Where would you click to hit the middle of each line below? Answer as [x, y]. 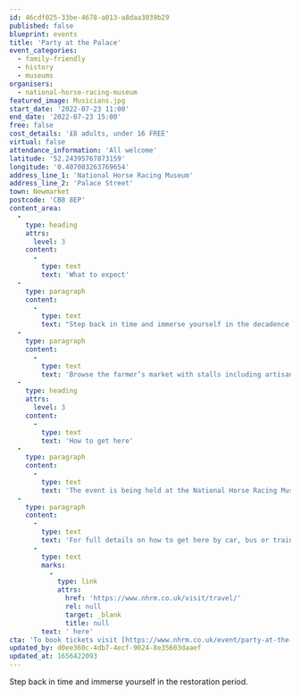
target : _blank [94, 615]
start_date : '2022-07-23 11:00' [69, 109]
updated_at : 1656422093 [54, 657]
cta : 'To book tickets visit [63, 640]
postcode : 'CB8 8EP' [48, 200]
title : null [87, 623]
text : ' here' [67, 631]
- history [35, 68]
